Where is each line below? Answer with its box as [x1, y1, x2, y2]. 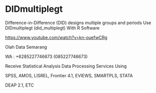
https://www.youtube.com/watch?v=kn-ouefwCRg [5, 34, 107, 40]
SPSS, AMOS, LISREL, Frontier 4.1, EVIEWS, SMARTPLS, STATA [5, 72, 133, 78]
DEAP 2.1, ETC [5, 82, 34, 88]
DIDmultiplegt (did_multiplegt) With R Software [5, 25, 100, 31]
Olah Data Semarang [5, 44, 47, 50]
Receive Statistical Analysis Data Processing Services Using [5, 63, 127, 69]
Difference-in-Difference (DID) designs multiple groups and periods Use [5, 20, 152, 26]
